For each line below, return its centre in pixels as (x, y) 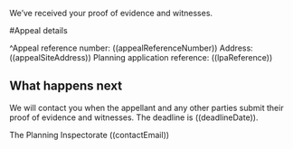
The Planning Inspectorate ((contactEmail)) (90, 135)
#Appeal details (38, 30)
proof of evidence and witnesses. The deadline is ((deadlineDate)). (134, 117)
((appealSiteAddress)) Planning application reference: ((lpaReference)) (141, 57)
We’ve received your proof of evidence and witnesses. (111, 13)
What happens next (66, 86)
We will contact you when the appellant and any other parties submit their (146, 107)
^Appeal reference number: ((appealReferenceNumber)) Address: (131, 48)
